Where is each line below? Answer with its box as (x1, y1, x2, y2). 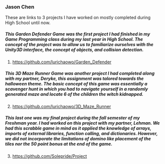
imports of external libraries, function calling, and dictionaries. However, (5, 130, 158, 136)
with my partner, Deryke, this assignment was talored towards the (5, 75, 144, 82)
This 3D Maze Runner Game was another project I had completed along (5, 70, 155, 76)
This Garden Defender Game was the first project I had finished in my (5, 31, 150, 37)
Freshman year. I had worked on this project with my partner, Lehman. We (5, 120, 160, 126)
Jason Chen (5, 3, 34, 10)
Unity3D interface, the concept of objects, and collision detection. (5, 47, 144, 53)
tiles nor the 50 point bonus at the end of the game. (5, 141, 113, 147)
